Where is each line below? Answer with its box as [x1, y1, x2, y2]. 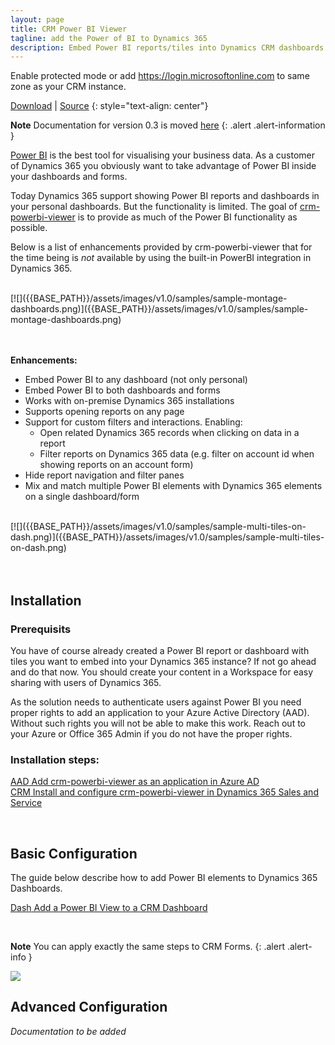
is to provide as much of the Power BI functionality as [77, 211, 298, 223]
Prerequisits [10, 622, 72, 636]
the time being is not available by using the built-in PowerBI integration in [10, 252, 312, 264]
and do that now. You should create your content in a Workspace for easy [10, 666, 314, 678]
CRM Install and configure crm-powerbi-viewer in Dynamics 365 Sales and [10, 786, 319, 798]
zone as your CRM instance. [10, 81, 127, 93]
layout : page [10, 14, 65, 25]
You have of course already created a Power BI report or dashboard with [10, 644, 310, 656]
